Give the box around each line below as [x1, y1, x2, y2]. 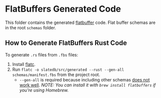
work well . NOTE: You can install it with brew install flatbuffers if [19, 82, 156, 88]
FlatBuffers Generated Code [5, 3, 121, 15]
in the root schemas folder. [5, 24, 56, 30]
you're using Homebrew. [19, 87, 69, 93]
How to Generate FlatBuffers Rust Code [5, 39, 127, 47]
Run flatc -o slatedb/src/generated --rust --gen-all [12, 66, 124, 72]
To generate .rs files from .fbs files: [5, 52, 78, 58]
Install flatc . [12, 61, 36, 67]
